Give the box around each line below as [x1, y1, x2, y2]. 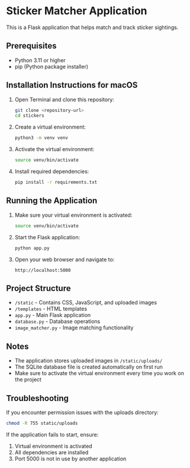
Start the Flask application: [14, 233, 80, 241]
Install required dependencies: [14, 168, 89, 175]
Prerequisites [6, 41, 57, 51]
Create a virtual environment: [14, 123, 86, 131]
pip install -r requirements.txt [14, 179, 98, 185]
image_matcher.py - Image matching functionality [14, 324, 134, 331]
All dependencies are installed [14, 448, 89, 456]
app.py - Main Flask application [14, 312, 91, 319]
